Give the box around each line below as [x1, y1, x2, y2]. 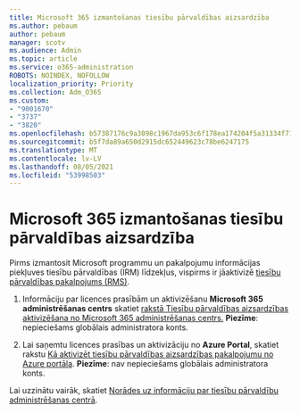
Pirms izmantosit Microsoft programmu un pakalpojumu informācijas [9, 258, 261, 268]
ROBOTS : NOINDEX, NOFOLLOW [9, 71, 110, 80]
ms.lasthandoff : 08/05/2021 [9, 162, 114, 171]
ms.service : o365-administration [9, 63, 134, 72]
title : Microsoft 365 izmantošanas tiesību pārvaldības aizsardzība [9, 12, 270, 22]
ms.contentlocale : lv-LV [9, 153, 102, 163]
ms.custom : [9, 95, 50, 105]
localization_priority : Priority [9, 79, 134, 88]
